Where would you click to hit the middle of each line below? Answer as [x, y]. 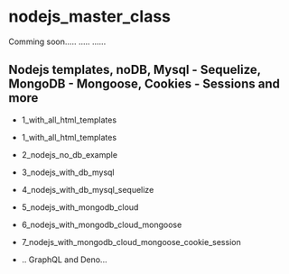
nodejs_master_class [90, 17]
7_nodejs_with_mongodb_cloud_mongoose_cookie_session [131, 242]
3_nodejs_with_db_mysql [68, 172]
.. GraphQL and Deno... [64, 260]
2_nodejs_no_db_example [70, 154]
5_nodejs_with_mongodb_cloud [80, 207]
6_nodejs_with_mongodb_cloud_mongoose [102, 224]
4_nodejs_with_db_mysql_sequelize [88, 189]
